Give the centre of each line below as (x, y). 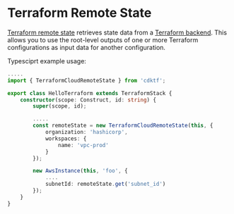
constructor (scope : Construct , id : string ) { (88, 100)
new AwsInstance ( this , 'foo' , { (81, 171)
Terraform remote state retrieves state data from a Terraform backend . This (117, 32)
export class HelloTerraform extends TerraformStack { (90, 93)
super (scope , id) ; (60, 106)
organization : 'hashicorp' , (87, 132)
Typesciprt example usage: (47, 61)
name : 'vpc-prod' (83, 145)
